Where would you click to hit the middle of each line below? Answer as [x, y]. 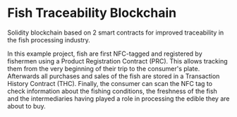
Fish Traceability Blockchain [92, 13]
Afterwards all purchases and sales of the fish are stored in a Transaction [114, 76]
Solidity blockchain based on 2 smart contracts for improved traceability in [116, 32]
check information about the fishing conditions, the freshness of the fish [112, 91]
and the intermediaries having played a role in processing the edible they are [119, 98]
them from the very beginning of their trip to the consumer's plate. [104, 68]
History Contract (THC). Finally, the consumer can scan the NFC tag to [110, 83]
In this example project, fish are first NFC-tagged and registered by [105, 54]
